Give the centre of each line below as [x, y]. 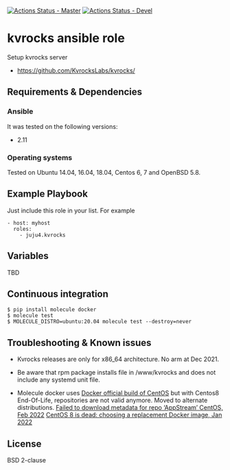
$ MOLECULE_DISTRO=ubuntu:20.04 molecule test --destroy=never [100, 322]
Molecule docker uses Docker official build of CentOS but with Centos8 [118, 393]
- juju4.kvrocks [43, 235]
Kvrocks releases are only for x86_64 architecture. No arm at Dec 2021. [118, 359]
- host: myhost [29, 223]
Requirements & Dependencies [75, 92]
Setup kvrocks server [37, 57]
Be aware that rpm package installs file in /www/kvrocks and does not [116, 373]
